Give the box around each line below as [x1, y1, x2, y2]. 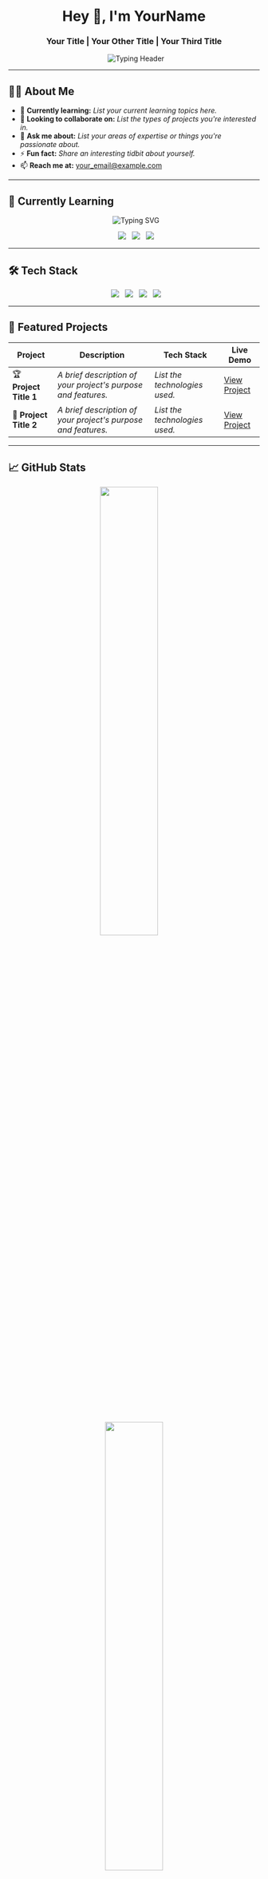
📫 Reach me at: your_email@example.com [19, 161, 162, 170]
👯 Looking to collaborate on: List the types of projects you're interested [19, 114, 257, 124]
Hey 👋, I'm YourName [62, 7, 206, 26]
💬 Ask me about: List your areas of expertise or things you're [19, 131, 222, 141]
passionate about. [19, 140, 81, 149]
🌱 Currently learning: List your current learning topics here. [19, 105, 218, 115]
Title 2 [12, 419, 37, 430]
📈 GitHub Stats [8, 461, 86, 475]
